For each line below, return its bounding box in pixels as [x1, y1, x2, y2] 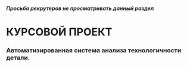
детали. [6, 53, 30, 62]
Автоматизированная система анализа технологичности [6, 46, 182, 54]
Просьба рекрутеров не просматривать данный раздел [6, 5, 154, 12]
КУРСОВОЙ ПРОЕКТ [6, 25, 113, 38]
